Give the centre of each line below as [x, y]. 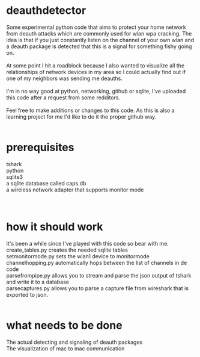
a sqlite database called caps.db [46, 183]
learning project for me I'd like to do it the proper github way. [81, 116]
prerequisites [40, 147]
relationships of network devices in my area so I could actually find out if [96, 72]
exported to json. [27, 294]
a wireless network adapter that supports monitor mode [75, 190]
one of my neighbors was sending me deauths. [65, 78]
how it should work [55, 227]
